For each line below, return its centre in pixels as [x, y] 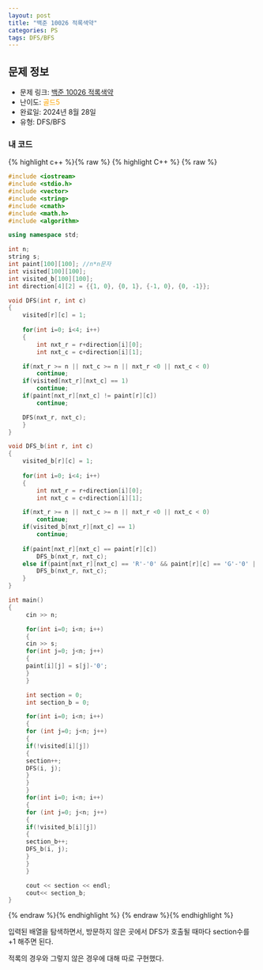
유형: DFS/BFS [43, 122]
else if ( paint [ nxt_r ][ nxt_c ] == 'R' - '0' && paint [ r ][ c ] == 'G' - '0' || [141, 564]
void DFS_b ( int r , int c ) [51, 447]
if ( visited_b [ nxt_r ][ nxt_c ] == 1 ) [79, 527]
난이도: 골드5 [40, 102]
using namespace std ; [44, 235]
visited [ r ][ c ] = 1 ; [54, 315]
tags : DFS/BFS [32, 38]
